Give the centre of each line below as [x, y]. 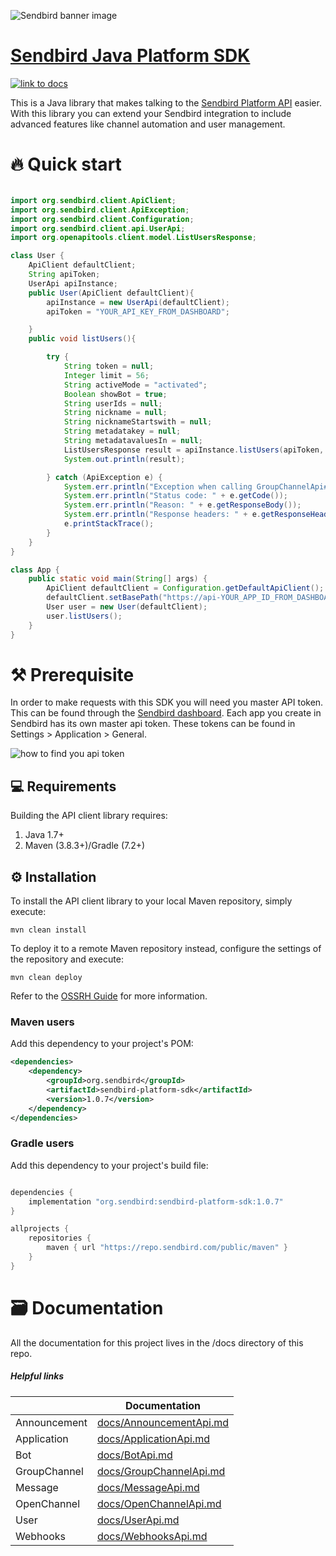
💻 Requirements [63, 786]
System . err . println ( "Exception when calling [158, 486]
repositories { [60, 1238]
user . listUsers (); [84, 616]
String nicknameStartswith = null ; [138, 422]
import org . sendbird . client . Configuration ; [102, 219]
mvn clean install [48, 930]
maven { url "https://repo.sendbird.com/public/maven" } [167, 1248]
